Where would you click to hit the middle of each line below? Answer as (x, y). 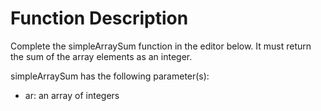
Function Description (99, 18)
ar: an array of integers (72, 95)
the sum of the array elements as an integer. (101, 56)
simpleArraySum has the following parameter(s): (110, 76)
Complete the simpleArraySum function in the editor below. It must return (161, 46)
